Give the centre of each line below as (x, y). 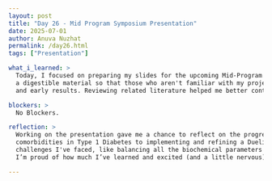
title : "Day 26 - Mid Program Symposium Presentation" (103, 23)
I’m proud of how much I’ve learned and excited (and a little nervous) (141, 157)
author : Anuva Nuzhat (45, 38)
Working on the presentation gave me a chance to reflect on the (128, 135)
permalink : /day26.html (49, 46)
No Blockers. (38, 113)
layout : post (30, 16)
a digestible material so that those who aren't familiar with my (130, 83)
